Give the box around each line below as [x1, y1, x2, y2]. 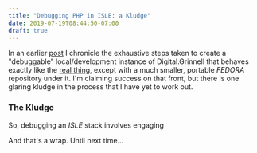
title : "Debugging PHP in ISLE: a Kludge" [8, 11, 151, 20]
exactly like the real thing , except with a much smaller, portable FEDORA [8, 65, 245, 75]
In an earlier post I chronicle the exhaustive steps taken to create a [8, 49, 227, 58]
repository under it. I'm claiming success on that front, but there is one [8, 73, 239, 84]
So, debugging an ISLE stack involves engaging [8, 120, 165, 130]
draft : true [8, 26, 48, 34]
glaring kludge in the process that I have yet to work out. [8, 82, 193, 92]
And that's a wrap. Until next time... [8, 135, 124, 145]
